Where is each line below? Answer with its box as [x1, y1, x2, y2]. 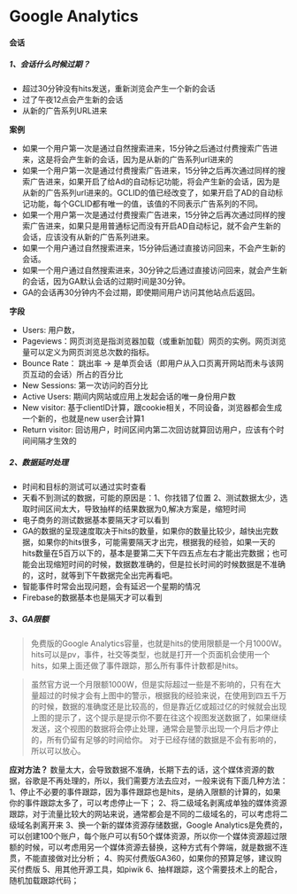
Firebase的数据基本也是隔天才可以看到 [21, 592, 163, 602]
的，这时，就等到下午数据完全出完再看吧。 [21, 570, 178, 580]
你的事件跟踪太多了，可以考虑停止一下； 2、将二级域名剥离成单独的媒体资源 [9, 797, 287, 808]
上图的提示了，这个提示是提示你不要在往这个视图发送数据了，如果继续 [30, 711, 287, 723]
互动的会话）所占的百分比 [29, 369, 124, 379]
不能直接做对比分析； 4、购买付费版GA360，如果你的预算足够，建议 [24, 852, 274, 863]
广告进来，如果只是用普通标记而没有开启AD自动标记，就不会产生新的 [29, 220, 281, 231]
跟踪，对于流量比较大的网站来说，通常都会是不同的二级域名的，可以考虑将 [9, 808, 280, 819]
